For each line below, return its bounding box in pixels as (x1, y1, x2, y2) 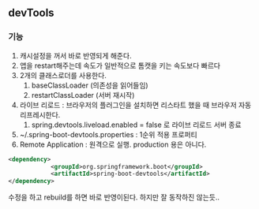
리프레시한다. (19, 110, 61, 119)
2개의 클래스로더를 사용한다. (19, 70, 107, 80)
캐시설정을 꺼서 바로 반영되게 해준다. (19, 50, 132, 60)
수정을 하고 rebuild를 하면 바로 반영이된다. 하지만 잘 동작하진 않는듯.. (8, 192, 220, 202)
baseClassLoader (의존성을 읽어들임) (31, 80, 148, 90)
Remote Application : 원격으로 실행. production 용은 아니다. (19, 140, 207, 149)
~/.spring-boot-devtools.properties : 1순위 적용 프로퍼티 (19, 129, 197, 139)
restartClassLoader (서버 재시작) (31, 90, 135, 99)
